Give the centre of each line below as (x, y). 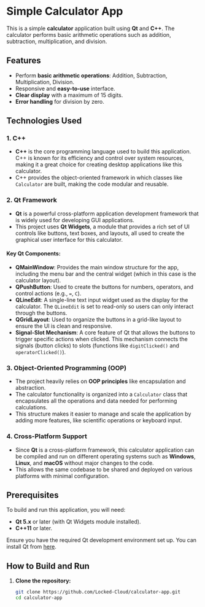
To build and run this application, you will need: (66, 510)
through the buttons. (41, 313)
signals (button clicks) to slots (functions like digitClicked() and (97, 346)
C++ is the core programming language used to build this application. (103, 152)
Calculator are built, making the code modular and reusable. (92, 184)
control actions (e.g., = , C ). (48, 293)
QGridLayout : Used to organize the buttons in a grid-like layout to (98, 319)
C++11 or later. (34, 528)
